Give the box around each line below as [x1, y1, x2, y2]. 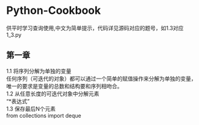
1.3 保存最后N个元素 [6, 105, 56, 112]
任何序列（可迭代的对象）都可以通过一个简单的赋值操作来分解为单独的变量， [6, 75, 197, 82]
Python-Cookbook [6, 4, 101, 18]
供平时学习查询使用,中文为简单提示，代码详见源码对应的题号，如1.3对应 [6, 24, 184, 31]
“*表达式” [6, 97, 30, 104]
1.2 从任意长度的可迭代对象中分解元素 [6, 90, 99, 97]
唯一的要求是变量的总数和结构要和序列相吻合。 [6, 82, 122, 89]
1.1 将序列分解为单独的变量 [6, 67, 72, 74]
